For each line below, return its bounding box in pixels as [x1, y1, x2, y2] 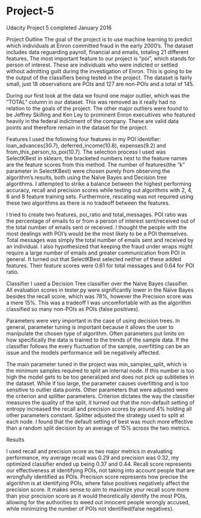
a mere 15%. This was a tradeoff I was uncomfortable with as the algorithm [6, 299, 191, 306]
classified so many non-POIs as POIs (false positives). [6, 305, 140, 313]
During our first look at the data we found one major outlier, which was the [6, 92, 190, 99]
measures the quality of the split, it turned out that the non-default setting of [6, 399, 195, 406]
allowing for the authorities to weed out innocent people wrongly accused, [6, 498, 190, 505]
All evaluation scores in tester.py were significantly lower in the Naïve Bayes [6, 286, 194, 294]
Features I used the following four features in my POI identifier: [6, 135, 161, 142]
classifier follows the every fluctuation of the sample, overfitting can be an [6, 342, 190, 349]
